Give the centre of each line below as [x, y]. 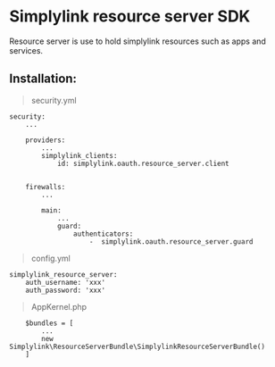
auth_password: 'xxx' [65, 290]
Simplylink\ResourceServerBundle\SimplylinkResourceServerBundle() [137, 346]
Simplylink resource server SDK [130, 17]
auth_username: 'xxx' [65, 282]
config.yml [51, 258]
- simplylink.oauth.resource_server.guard [171, 242]
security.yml [54, 100]
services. [26, 50]
